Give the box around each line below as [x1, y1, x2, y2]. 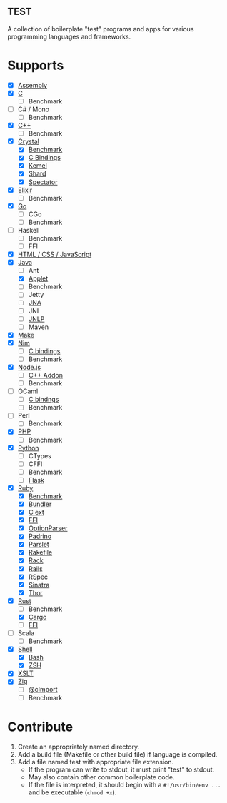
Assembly [17, 81, 48, 89]
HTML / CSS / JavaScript [17, 250, 92, 259]
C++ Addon [28, 371, 63, 379]
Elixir [17, 186, 33, 194]
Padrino [28, 532, 52, 541]
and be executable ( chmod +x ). [28, 788, 117, 797]
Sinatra [28, 580, 50, 589]
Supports [7, 57, 64, 74]
